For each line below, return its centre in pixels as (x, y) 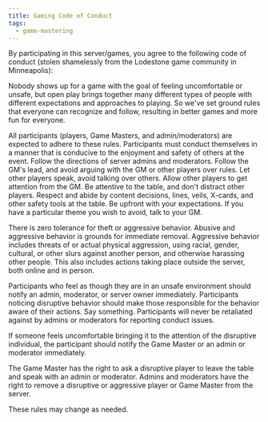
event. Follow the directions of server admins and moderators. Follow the (129, 161)
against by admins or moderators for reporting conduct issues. (112, 320)
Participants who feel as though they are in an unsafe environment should (130, 286)
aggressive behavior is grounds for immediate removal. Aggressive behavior (134, 237)
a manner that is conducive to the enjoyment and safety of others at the (126, 152)
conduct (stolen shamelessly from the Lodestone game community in (123, 62)
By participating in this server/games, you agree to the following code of (127, 54)
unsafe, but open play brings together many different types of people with (130, 95)
